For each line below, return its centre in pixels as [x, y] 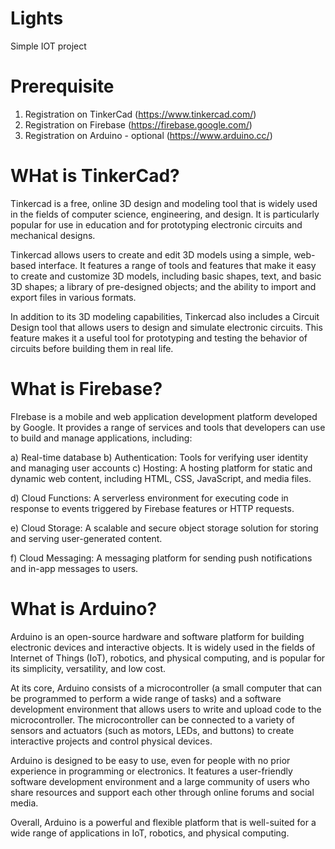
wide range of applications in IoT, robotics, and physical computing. [150, 833]
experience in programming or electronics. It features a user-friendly [151, 771]
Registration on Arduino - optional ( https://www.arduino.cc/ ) [148, 135]
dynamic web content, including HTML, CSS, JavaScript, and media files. [161, 478]
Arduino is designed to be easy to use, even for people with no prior [150, 760]
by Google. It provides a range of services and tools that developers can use [168, 427]
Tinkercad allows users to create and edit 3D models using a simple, [151, 254]
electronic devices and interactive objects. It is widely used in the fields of [163, 647]
